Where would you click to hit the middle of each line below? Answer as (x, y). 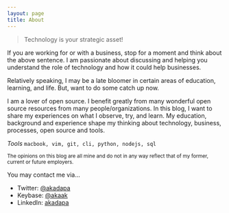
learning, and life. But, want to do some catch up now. (83, 88)
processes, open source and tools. (56, 130)
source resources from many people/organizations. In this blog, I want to (110, 108)
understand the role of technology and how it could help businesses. (104, 67)
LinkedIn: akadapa (43, 202)
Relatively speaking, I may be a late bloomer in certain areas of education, (111, 80)
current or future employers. (40, 162)
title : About (26, 20)
